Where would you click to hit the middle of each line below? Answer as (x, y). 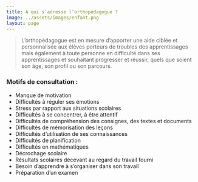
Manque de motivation (43, 95)
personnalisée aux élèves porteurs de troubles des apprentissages (104, 47)
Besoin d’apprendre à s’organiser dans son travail (77, 166)
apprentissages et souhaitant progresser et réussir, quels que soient (107, 60)
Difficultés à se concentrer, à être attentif (66, 114)
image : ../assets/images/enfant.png (53, 18)
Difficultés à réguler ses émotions (57, 101)
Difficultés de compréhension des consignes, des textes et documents (104, 121)
